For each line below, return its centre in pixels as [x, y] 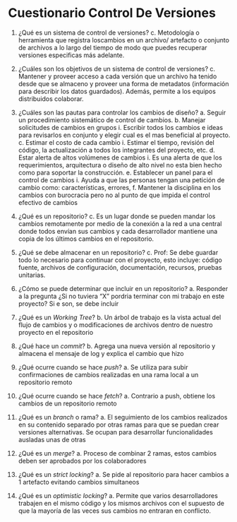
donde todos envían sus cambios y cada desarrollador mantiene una [118, 231]
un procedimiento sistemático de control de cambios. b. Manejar [112, 120]
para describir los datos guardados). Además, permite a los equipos [117, 91]
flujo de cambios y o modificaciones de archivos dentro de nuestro [116, 325]
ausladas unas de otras [52, 439]
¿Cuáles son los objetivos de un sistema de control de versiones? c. [117, 69]
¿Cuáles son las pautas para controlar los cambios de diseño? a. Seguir [122, 112]
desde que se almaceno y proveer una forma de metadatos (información [123, 83]
